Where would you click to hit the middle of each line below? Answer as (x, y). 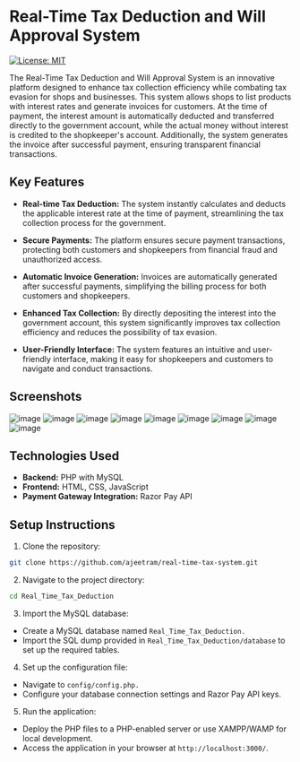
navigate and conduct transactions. (87, 368)
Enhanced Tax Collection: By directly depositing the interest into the (149, 313)
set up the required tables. (71, 649)
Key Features (47, 182)
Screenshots (46, 397)
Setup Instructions (62, 525)
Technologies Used (64, 456)
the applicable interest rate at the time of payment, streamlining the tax (153, 213)
